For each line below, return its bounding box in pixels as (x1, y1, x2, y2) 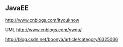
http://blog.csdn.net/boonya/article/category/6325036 (5, 36, 118, 42)
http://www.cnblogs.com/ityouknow (5, 17, 79, 23)
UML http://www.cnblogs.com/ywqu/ (5, 27, 82, 33)
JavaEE (5, 4, 29, 12)
